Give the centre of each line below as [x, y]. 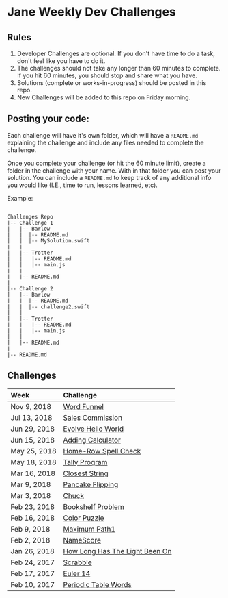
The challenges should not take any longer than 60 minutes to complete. [119, 68]
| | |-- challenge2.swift [48, 307]
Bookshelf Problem [94, 506]
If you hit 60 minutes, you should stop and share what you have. [107, 75]
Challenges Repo [30, 216]
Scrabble [77, 562]
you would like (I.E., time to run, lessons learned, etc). [83, 185]
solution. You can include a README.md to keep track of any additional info [109, 177]
